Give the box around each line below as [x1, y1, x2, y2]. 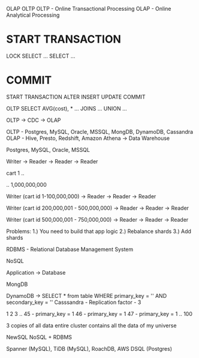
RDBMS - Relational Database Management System [6, 246, 134, 253]
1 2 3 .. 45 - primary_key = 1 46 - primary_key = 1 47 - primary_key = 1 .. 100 [6, 310, 193, 317]
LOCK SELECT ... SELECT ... [6, 52, 76, 59]
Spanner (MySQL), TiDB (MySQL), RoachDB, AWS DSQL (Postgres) [6, 345, 173, 352]
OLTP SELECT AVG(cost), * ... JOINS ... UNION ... [6, 105, 127, 112]
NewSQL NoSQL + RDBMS [6, 333, 73, 341]
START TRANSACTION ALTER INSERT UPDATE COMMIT [6, 93, 146, 100]
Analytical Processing [6, 11, 60, 19]
